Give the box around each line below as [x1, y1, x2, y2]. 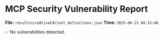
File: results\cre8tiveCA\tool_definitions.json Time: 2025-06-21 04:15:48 [5, 19, 159, 25]
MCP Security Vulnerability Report [5, 3, 148, 15]
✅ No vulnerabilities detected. [5, 29, 65, 35]
